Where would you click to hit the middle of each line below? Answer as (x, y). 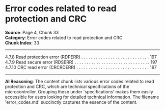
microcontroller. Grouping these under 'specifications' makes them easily (79, 91)
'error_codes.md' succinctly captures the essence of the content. (71, 102)
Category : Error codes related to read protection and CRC (64, 38)
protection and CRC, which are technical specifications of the (67, 87)
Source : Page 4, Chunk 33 (32, 32)
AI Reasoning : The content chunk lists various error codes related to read (80, 81)
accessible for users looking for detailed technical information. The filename (82, 97)
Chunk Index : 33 (22, 43)
